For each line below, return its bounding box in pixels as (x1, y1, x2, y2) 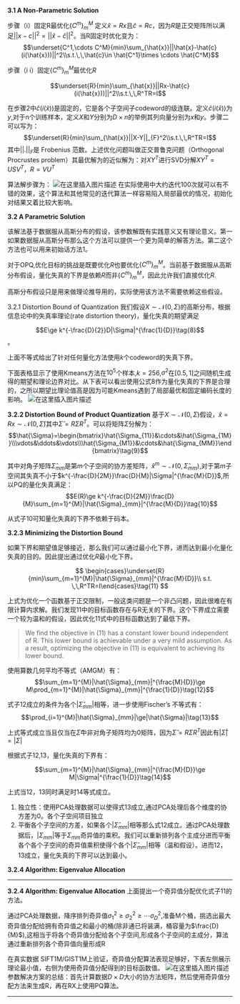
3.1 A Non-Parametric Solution (7, 6, 99, 14)
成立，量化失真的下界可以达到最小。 (24, 851, 131, 860)
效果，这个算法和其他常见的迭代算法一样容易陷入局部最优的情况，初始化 (19, 189, 233, 197)
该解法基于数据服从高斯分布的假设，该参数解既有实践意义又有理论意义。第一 (7, 227, 233, 235)
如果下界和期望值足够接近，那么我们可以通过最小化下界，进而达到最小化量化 (7, 543, 233, 552)
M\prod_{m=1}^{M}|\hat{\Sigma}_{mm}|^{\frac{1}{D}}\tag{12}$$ (26, 685, 214, 694)
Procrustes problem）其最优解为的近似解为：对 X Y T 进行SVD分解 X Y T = (7, 154, 215, 164)
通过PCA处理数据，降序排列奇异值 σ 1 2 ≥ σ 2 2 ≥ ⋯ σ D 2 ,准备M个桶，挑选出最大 (7, 910, 231, 921)
